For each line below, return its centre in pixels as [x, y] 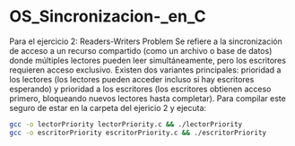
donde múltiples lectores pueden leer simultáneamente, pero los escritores [148, 60]
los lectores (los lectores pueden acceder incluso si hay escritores [132, 79]
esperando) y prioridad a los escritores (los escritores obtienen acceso [140, 89]
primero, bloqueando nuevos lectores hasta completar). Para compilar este [148, 98]
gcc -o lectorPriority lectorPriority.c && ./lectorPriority [126, 124]
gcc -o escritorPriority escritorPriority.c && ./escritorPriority [138, 133]
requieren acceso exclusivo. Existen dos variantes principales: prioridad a [145, 70]
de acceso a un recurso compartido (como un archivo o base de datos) [141, 50]
